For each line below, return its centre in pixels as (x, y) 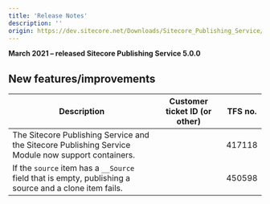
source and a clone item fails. (67, 188)
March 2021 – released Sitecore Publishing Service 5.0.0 (104, 54)
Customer (189, 101)
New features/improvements (82, 78)
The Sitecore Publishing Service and (81, 135)
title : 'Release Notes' (48, 16)
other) (188, 121)
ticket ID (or (189, 112)
